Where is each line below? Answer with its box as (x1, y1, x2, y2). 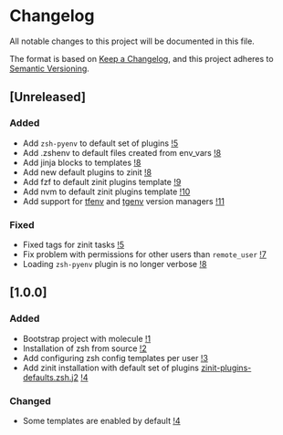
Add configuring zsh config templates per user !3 (22, 352, 208, 363)
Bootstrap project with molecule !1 (22, 333, 152, 344)
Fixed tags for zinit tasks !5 (22, 239, 125, 250)
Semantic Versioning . (9, 63, 89, 74)
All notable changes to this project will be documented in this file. (9, 36, 256, 47)
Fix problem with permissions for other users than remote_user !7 (22, 248, 267, 260)
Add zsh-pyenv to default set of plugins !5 (22, 138, 179, 149)
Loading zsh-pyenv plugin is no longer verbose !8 (22, 258, 207, 269)
